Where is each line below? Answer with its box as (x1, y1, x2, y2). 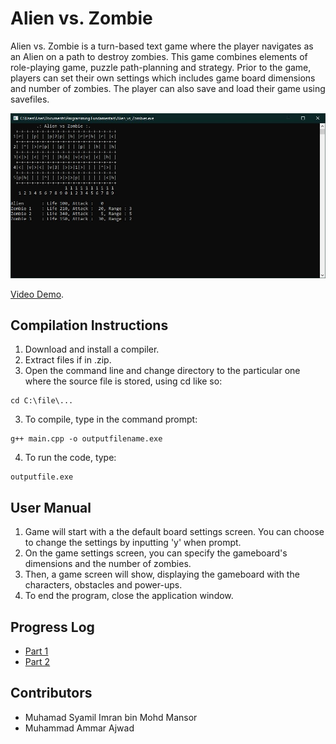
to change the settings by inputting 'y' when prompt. (24, 537, 242, 549)
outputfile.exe (10, 472, 74, 482)
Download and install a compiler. (24, 343, 160, 356)
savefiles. (10, 93, 50, 105)
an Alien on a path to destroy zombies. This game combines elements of (10, 50, 308, 62)
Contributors (10, 685, 93, 702)
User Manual (10, 499, 92, 516)
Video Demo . (10, 288, 65, 300)
